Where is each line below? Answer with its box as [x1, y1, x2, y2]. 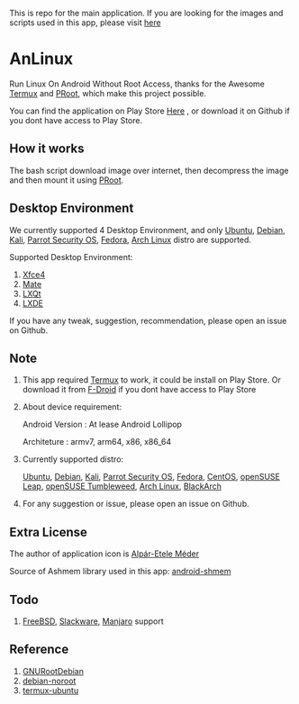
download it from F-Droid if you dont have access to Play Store [22, 384, 257, 395]
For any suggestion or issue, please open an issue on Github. [22, 499, 249, 510]
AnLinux [9, 49, 74, 69]
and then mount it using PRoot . [9, 175, 124, 185]
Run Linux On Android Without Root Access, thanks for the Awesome [9, 78, 266, 89]
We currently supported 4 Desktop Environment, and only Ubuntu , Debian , [9, 224, 285, 235]
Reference [9, 642, 69, 657]
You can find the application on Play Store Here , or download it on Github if [9, 105, 290, 116]
